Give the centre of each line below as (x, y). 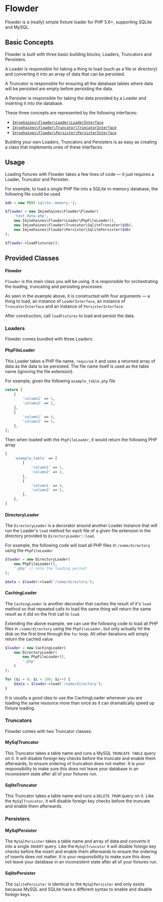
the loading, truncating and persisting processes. (54, 287)
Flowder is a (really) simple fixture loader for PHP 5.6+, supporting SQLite (79, 22)
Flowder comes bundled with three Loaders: (49, 339)
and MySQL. (17, 27)
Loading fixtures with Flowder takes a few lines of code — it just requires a (80, 174)
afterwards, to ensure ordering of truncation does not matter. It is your (75, 764)
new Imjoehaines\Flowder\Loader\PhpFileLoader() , (65, 221)
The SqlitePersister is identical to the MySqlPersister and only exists (75, 884)
